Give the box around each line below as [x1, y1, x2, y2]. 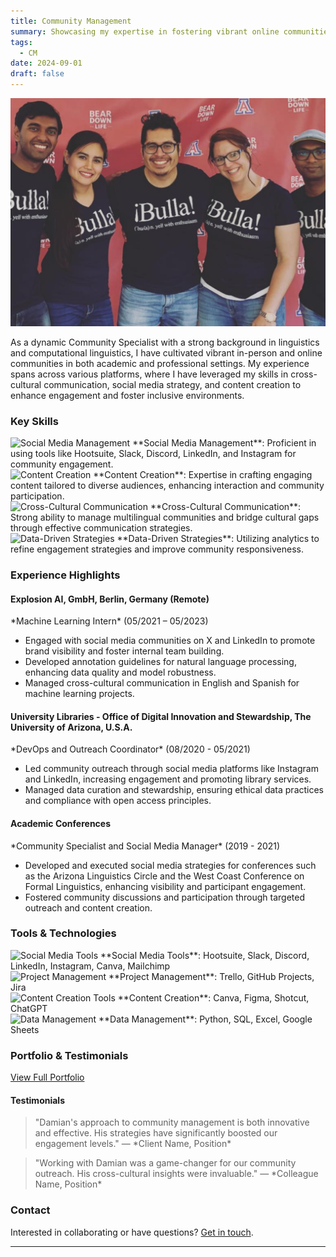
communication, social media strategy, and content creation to [43, 378, 302, 390]
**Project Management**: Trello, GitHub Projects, [108, 970, 315, 982]
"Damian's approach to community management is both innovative [34, 1116, 310, 1129]
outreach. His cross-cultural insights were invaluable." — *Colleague [34, 1168, 319, 1180]
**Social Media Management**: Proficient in [132, 437, 317, 449]
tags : [10, 37, 33, 47]
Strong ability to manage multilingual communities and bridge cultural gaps [10, 511, 320, 523]
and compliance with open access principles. [24, 795, 212, 807]
